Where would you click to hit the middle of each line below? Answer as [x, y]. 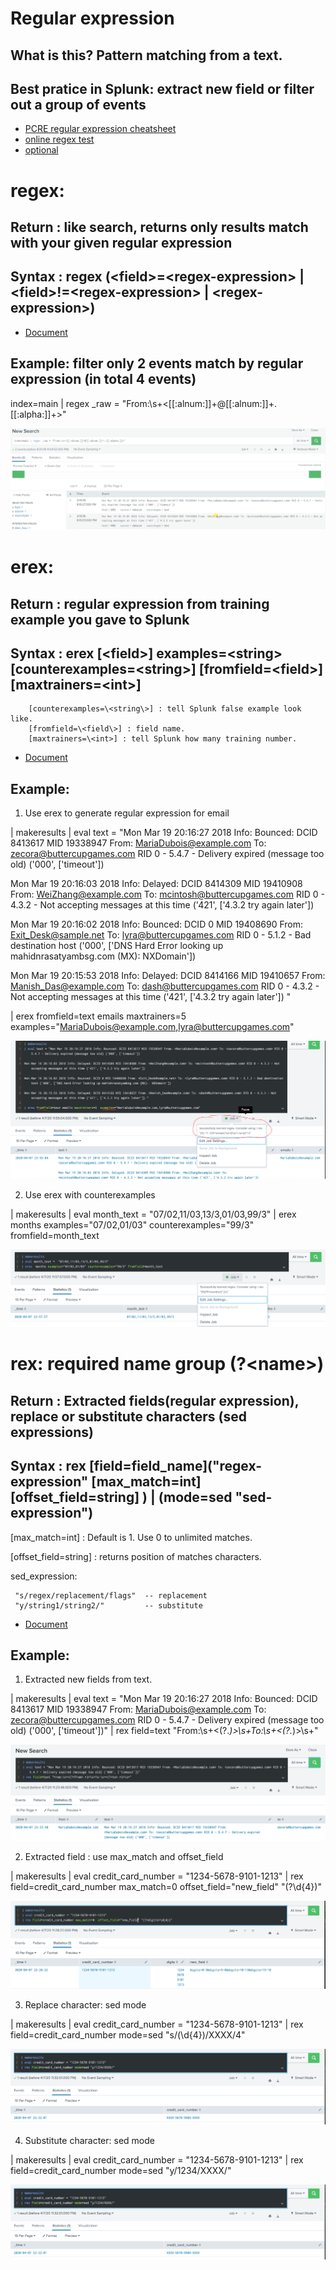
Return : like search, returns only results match [159, 227]
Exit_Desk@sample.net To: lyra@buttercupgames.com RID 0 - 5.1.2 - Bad [161, 935]
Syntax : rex [48, 1466]
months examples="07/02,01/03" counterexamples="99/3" [132, 1225]
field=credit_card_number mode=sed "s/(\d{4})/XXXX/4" [128, 2035]
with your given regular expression [121, 242]
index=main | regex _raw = [65, 403]
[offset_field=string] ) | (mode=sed [121, 1497]
